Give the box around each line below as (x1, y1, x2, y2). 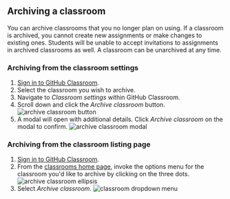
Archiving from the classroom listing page (7, 140, 151, 149)
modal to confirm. (17, 123, 68, 131)
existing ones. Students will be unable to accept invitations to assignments (7, 38, 218, 47)
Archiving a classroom (7, 6, 106, 17)
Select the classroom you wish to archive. (17, 86, 136, 94)
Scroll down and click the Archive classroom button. (17, 101, 165, 109)
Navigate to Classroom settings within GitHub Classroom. (17, 93, 180, 102)
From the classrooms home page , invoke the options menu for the (17, 163, 205, 171)
